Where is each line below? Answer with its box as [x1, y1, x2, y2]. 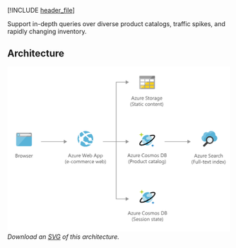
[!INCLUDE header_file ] [7, 6, 76, 14]
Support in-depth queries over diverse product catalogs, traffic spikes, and [7, 20, 226, 28]
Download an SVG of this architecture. [7, 232, 120, 241]
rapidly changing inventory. [7, 28, 87, 35]
